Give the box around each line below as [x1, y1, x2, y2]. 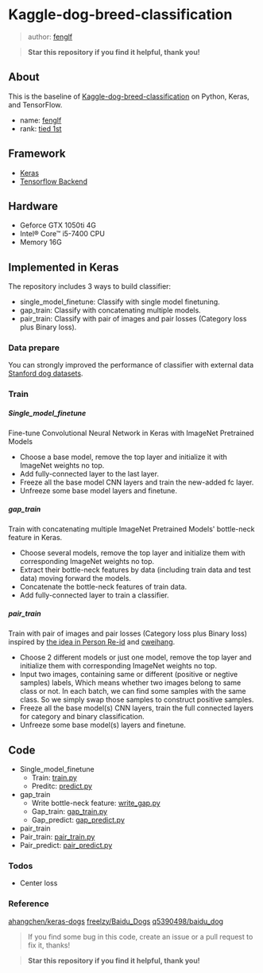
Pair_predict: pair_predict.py [19, 841, 113, 850]
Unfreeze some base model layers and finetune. [19, 486, 177, 496]
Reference [8, 898, 49, 909]
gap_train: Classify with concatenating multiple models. [19, 306, 201, 315]
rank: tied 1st [19, 123, 62, 133]
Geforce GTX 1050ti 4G [19, 220, 97, 230]
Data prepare [8, 342, 60, 353]
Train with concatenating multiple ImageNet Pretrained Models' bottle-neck [8, 524, 255, 534]
